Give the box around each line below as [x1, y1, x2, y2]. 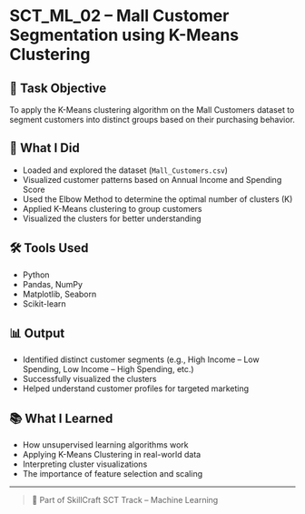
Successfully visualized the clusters [22, 374, 157, 385]
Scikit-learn [22, 297, 66, 309]
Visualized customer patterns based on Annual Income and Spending [22, 174, 282, 185]
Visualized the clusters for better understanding [22, 213, 202, 224]
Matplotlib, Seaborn [22, 288, 97, 299]
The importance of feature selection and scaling [22, 469, 202, 479]
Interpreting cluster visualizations [22, 459, 148, 469]
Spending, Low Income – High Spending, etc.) [22, 364, 194, 375]
